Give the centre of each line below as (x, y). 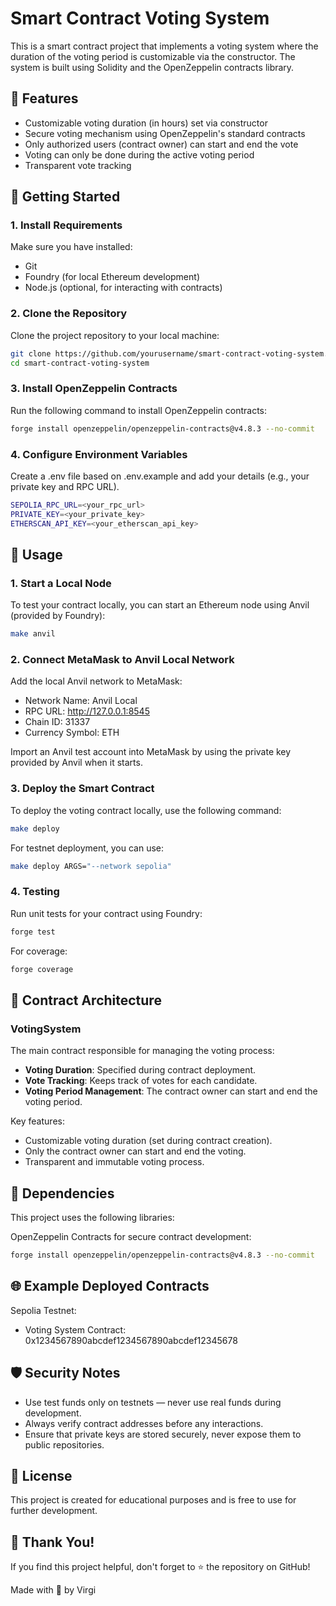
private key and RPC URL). (65, 486)
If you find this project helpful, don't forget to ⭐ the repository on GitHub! (160, 1567)
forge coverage (42, 969)
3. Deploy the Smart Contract (82, 789)
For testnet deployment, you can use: (87, 848)
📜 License (41, 1475)
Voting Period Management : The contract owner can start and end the (171, 1091)
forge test (33, 932)
